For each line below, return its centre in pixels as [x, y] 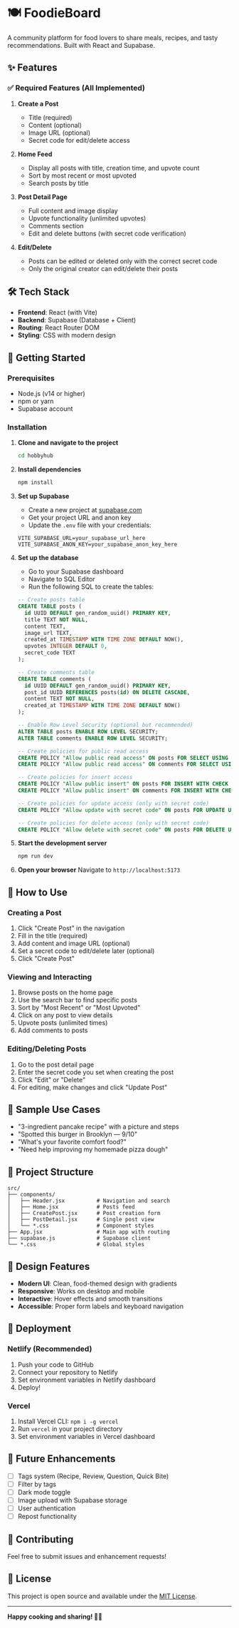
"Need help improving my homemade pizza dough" [93, 1149]
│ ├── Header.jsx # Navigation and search [89, 1201]
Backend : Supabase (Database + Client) [77, 320]
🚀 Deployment [39, 1329]
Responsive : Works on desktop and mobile [81, 1291]
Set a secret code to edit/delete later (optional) [86, 951]
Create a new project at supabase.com [85, 510]
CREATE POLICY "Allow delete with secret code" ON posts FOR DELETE [121, 830]
